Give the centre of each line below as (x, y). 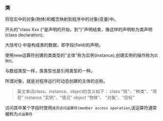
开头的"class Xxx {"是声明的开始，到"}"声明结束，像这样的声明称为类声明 (79, 30)
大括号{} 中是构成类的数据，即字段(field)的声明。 (54, 45)
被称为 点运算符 (19, 114)
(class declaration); (24, 35)
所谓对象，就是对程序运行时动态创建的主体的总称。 (56, 81)
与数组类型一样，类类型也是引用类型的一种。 (50, 71)
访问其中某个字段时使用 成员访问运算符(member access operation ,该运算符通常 (81, 108)
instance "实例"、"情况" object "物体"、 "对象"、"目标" (80, 98)
